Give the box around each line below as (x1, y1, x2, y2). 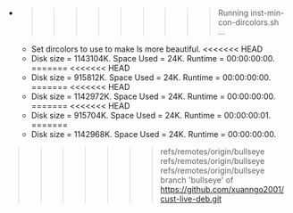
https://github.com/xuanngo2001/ (160, 184, 284, 194)
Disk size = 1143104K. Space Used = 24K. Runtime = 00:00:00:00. (30, 53, 275, 63)
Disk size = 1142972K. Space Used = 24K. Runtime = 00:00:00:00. (30, 91, 276, 102)
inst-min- (249, 8, 285, 18)
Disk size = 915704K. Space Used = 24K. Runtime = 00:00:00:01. (30, 111, 272, 120)
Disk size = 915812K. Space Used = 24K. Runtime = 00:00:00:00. (30, 72, 272, 83)
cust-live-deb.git (160, 193, 222, 204)
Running (217, 8, 249, 18)
